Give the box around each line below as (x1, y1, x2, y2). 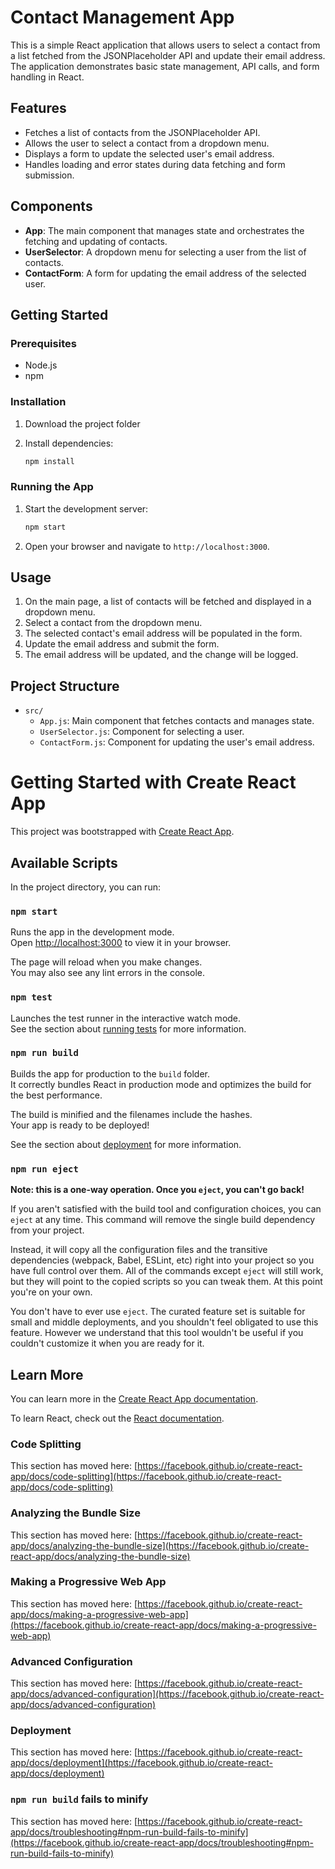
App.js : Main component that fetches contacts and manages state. (39, 715, 315, 727)
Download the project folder (24, 417, 141, 430)
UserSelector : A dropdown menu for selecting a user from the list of (24, 246, 307, 258)
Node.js (24, 359, 58, 371)
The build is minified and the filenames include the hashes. (10, 1108, 253, 1120)
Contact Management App (10, 6, 235, 29)
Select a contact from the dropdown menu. (24, 617, 203, 629)
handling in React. (10, 71, 85, 83)
